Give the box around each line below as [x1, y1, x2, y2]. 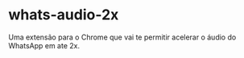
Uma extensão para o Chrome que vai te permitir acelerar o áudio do [8, 32, 237, 42]
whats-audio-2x [8, 6, 119, 24]
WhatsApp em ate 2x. [8, 40, 81, 50]
